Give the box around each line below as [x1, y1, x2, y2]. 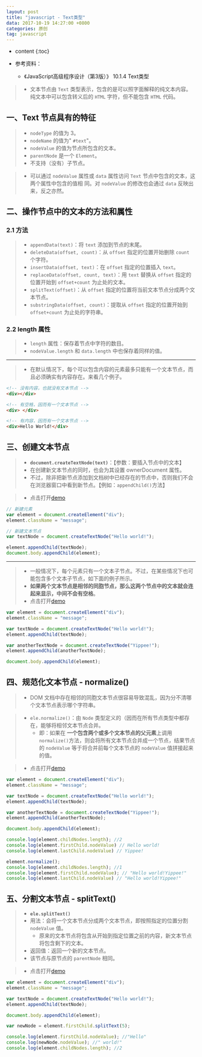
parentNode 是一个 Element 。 [29, 151, 100, 159]
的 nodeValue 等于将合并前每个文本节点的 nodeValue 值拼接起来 [38, 745, 194, 752]
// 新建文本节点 [6, 528, 41, 534]
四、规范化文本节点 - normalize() [6, 677, 129, 687]
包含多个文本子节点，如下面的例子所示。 [35, 575, 136, 582]
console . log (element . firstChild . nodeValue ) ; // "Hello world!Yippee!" [6, 870, 187, 876]
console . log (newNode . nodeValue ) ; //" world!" [6, 1040, 122, 1046]
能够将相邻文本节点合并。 [40, 722, 104, 729]
